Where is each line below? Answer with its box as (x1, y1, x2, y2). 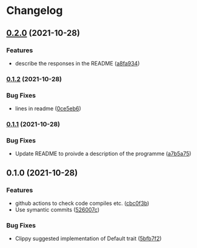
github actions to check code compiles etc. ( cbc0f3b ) (15, 199, 150, 207)
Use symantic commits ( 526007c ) (15, 206, 100, 213)
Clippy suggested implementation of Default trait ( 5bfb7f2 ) (15, 235, 162, 243)
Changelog (6, 4, 63, 18)
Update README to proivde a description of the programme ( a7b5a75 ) (15, 150, 192, 158)
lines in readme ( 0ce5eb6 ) (15, 105, 82, 112)
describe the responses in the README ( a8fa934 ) (15, 59, 140, 67)
